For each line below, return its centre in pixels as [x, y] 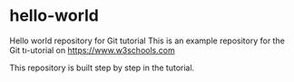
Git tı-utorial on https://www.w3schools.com [92, 50]
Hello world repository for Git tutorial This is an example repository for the [147, 41]
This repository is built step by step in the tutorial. [102, 68]
